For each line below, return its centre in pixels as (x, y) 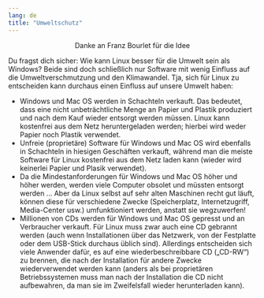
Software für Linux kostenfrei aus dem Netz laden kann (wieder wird (130, 159)
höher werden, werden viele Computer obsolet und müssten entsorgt (132, 184)
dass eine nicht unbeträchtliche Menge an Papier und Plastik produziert (136, 109)
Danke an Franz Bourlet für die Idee (132, 45)
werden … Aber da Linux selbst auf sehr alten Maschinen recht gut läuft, (137, 193)
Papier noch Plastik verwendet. (70, 134)
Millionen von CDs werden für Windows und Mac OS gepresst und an (132, 218)
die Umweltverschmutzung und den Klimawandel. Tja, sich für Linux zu (124, 77)
